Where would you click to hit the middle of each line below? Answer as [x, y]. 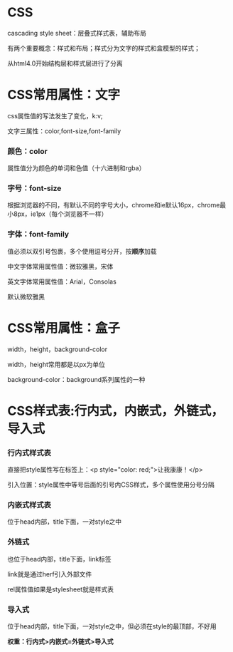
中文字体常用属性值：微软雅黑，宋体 [60, 266]
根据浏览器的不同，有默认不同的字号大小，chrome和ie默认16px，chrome [114, 205]
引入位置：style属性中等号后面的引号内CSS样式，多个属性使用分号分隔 [111, 485]
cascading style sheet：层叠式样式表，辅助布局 [77, 33]
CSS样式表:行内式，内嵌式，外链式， [115, 411]
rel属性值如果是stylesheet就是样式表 [60, 589]
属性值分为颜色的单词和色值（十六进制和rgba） [76, 168]
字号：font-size [34, 188]
